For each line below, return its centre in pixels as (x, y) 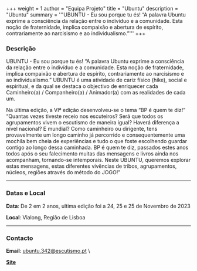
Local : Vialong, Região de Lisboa (46, 217)
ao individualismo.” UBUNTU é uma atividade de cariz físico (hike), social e (97, 80)
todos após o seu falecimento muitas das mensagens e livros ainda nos (92, 154)
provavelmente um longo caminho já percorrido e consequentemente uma (96, 135)
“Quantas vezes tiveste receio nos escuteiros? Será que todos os (85, 116)
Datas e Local (26, 193)
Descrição (21, 48)
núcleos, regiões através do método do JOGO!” (63, 172)
